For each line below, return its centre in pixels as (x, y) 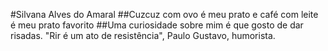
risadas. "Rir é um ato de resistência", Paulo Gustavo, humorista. (143, 35)
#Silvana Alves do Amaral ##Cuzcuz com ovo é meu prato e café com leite (164, 14)
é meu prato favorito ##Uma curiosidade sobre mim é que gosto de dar (157, 25)
